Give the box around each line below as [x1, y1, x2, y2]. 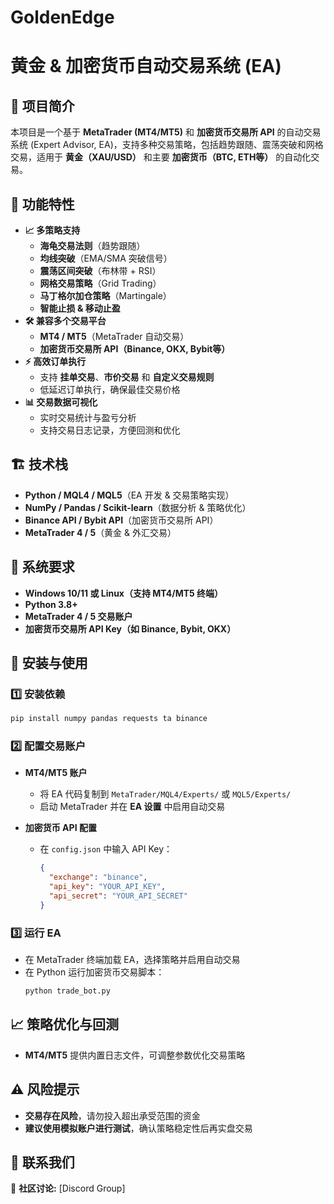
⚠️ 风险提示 [10, 1081, 80, 1098]
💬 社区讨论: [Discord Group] [10, 1182, 126, 1195]
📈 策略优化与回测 [10, 1016, 120, 1033]
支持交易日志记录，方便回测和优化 [39, 424, 181, 436]
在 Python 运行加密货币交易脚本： [24, 966, 165, 978]
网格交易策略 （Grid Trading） [39, 277, 162, 289]
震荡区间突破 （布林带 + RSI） [39, 265, 162, 276]
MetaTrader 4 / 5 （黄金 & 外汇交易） [24, 526, 177, 538]
